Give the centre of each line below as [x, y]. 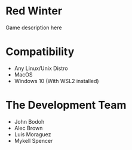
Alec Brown [28, 128]
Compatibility [40, 52]
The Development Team [66, 105]
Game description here [34, 27]
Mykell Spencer [33, 140]
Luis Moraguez [33, 134]
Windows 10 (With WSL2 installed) [56, 81]
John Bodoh [29, 121]
